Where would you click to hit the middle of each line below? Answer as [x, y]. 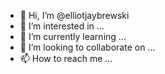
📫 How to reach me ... [66, 58]
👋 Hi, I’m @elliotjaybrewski [74, 15]
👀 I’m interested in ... [62, 26]
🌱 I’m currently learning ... [73, 36]
